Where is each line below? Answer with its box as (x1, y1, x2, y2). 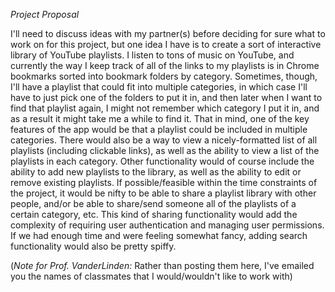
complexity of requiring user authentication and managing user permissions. (10, 219, 325, 231)
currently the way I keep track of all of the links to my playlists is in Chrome (10, 60, 320, 71)
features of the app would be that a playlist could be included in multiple (10, 124, 308, 135)
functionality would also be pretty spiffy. (10, 240, 177, 252)
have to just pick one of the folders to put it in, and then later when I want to (10, 92, 323, 103)
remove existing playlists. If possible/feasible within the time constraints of (10, 177, 318, 188)
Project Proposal (10, 9, 80, 20)
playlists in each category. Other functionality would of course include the (10, 155, 315, 167)
